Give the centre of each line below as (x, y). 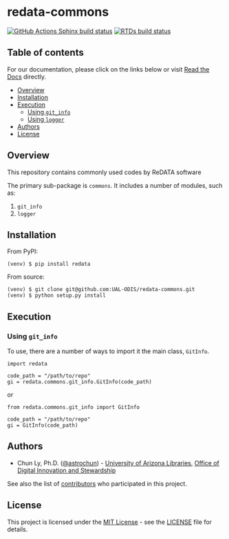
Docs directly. (27, 76)
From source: (26, 277)
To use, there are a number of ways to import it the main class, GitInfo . (108, 351)
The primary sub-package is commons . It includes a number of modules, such (115, 185)
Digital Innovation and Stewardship (66, 470)
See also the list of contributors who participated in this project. (97, 483)
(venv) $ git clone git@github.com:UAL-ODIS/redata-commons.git (101, 290)
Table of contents (45, 53)
